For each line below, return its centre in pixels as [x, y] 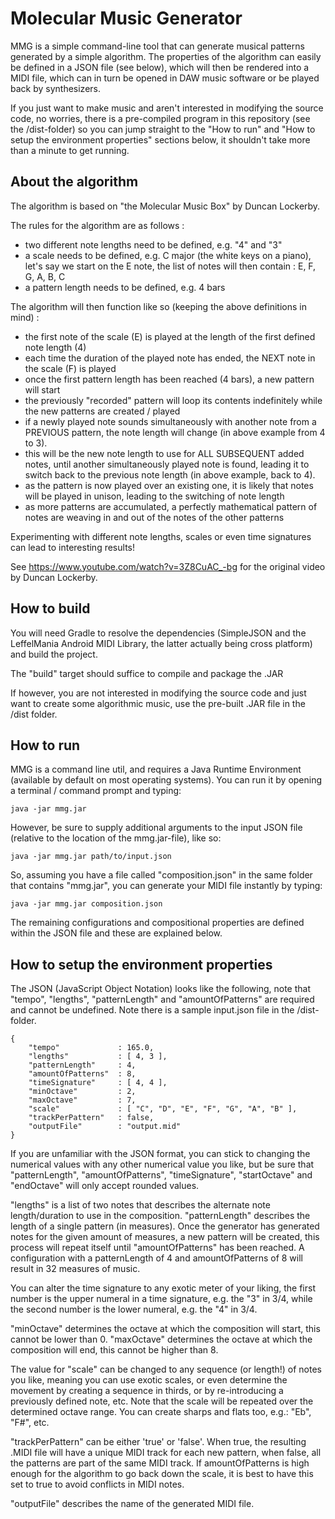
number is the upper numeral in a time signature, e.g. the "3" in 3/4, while [161, 1299]
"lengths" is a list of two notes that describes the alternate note [140, 1205]
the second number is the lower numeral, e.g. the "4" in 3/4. [134, 1309]
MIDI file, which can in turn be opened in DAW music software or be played [165, 78]
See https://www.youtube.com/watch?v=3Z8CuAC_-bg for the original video [168, 566]
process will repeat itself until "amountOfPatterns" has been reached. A [157, 1248]
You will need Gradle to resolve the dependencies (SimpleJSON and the [158, 633]
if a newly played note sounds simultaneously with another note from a [170, 421]
